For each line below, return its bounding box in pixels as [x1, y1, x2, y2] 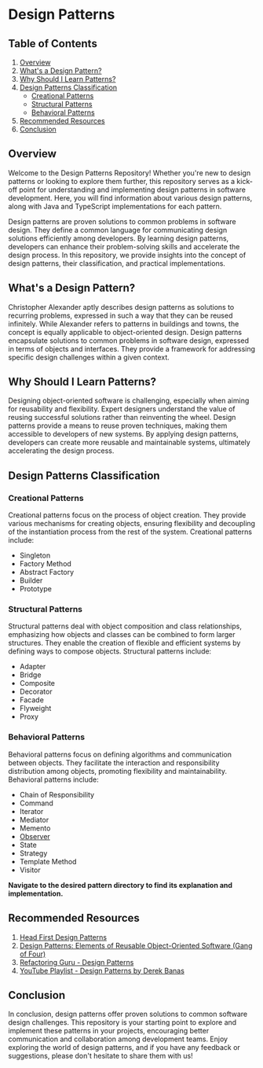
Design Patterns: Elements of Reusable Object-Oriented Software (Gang [19, 941, 253, 950]
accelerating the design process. [8, 446, 115, 455]
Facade [19, 695, 45, 705]
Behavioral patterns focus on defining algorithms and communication [8, 749, 232, 759]
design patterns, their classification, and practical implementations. [8, 258, 226, 268]
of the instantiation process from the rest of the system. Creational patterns [8, 527, 253, 536]
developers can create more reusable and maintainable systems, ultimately [8, 438, 251, 447]
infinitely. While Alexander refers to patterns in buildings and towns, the [8, 319, 239, 328]
